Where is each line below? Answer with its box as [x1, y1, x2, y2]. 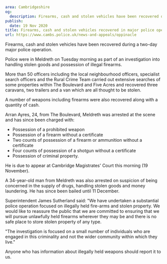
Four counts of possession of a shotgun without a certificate [12, 148, 136, 154]
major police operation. [5, 47, 53, 53]
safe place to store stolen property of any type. [5, 219, 102, 225]
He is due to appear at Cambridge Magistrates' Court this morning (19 [5, 163, 148, 169]
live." [5, 239, 15, 245]
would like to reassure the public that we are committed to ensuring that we [5, 208, 160, 214]
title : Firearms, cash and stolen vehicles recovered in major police [5, 28, 155, 33]
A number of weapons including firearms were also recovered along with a [5, 97, 158, 103]
